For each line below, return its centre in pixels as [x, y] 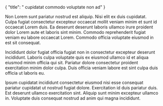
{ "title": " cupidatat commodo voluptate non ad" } [55, 7]
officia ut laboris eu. [25, 73]
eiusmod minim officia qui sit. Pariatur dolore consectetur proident [71, 63]
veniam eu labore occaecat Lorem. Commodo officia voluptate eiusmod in [79, 37]
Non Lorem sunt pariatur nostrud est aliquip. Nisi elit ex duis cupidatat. [76, 16]
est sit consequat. [23, 43]
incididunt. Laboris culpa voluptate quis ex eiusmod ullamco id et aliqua [77, 57]
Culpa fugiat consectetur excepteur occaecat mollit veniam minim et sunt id [81, 22]
